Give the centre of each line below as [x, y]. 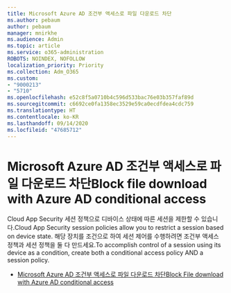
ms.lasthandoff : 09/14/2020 [48, 123]
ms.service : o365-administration [55, 53]
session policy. [28, 260]
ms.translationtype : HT [42, 110]
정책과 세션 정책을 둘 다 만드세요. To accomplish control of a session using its [114, 245]
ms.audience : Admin [35, 40]
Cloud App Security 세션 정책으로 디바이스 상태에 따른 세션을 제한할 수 [103, 219]
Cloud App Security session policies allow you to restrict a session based [119, 228]
